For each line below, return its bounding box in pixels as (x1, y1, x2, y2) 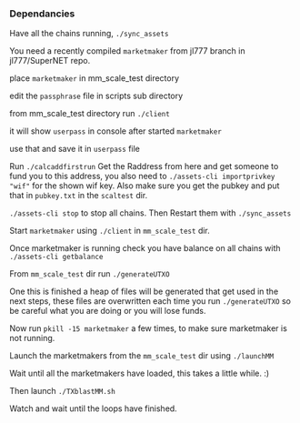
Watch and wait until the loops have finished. (9, 403, 177, 414)
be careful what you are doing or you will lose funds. (9, 306, 206, 317)
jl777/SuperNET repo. (9, 55, 91, 66)
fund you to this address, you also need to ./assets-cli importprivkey (9, 171, 275, 182)
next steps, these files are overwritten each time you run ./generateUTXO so (9, 296, 291, 307)
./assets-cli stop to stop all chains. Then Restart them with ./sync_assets (9, 207, 292, 218)
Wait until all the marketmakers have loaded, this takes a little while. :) (9, 368, 270, 379)
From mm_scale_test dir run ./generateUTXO (9, 268, 170, 279)
